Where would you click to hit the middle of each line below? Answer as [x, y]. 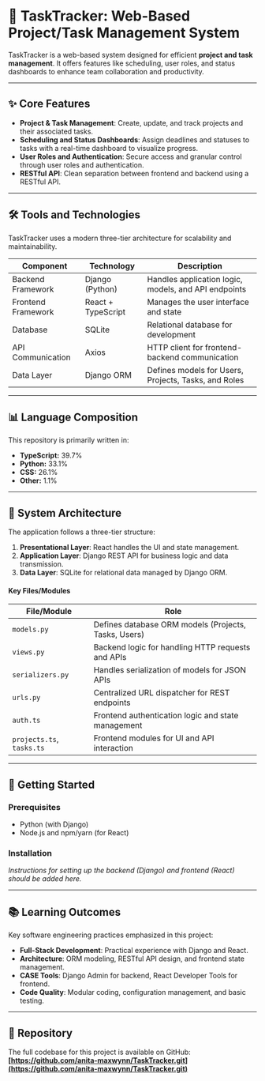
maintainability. [33, 246]
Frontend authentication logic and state [166, 716]
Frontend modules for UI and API [154, 738]
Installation [30, 853]
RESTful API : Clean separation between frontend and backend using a [134, 173]
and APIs [110, 657]
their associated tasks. [56, 131]
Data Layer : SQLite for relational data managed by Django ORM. [123, 573]
